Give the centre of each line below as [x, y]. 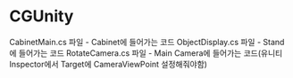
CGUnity [42, 16]
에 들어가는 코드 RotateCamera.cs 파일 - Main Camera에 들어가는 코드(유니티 [146, 53]
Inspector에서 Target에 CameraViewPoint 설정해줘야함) [109, 64]
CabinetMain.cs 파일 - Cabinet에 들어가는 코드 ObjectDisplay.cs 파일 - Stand [147, 42]
